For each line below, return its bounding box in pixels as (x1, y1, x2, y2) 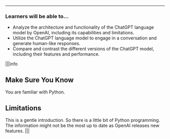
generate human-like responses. (12, 40, 81, 47)
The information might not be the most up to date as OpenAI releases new (5, 122, 159, 128)
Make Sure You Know (5, 75, 74, 84)
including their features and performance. (12, 51, 100, 57)
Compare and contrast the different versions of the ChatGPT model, (12, 46, 154, 52)
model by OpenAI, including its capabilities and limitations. (12, 30, 135, 36)
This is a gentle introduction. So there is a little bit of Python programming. (5, 117, 160, 123)
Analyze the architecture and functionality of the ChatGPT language (12, 24, 154, 30)
